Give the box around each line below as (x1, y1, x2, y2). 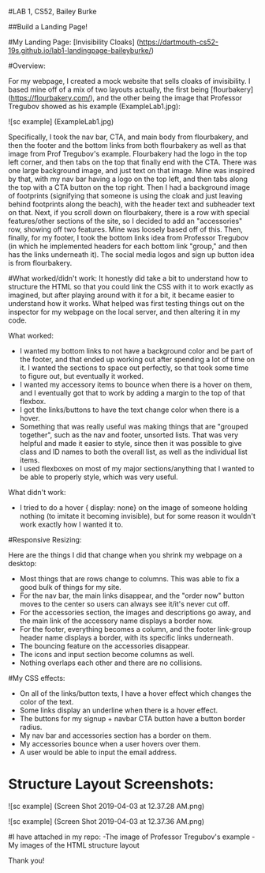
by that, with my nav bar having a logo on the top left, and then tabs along (8, 174, 248, 183)
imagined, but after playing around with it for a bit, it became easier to (8, 290, 235, 300)
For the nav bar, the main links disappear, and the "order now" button (19, 591, 244, 600)
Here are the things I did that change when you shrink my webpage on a (8, 550, 243, 560)
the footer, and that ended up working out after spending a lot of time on (19, 355, 255, 364)
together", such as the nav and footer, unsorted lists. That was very (19, 430, 239, 440)
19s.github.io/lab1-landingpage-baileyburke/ (8, 46, 152, 55)
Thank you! (8, 856, 45, 865)
